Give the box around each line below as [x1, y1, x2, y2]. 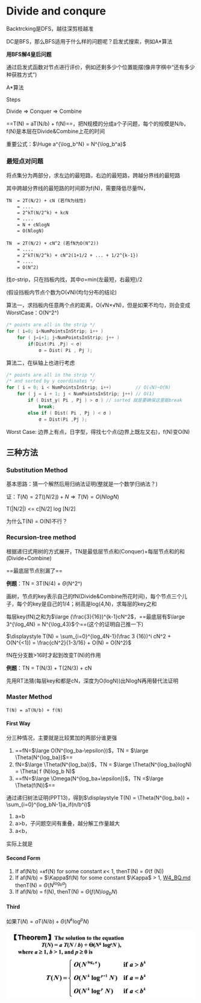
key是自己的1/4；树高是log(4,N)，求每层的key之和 [32, 600, 157, 607]
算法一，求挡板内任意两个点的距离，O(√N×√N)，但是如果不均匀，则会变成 [6, 302, 191, 309]
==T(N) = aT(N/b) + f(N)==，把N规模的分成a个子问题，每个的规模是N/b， [6, 119, 190, 127]
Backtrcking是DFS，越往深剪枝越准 [6, 25, 94, 32]
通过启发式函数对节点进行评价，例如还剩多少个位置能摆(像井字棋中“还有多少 [6, 63, 196, 71]
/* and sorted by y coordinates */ [6, 378, 96, 384]
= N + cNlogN [17, 222, 50, 228]
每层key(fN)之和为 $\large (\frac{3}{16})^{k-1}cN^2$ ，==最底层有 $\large [6, 613, 185, 620]
